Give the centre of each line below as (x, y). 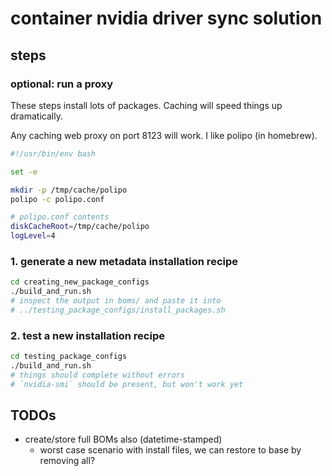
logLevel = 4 (33, 236)
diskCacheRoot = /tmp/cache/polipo (80, 227)
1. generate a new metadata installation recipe (124, 261)
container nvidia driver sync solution (166, 18)
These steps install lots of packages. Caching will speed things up (146, 105)
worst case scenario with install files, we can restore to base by (170, 450)
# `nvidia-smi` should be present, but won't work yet (127, 384)
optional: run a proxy (62, 84)
